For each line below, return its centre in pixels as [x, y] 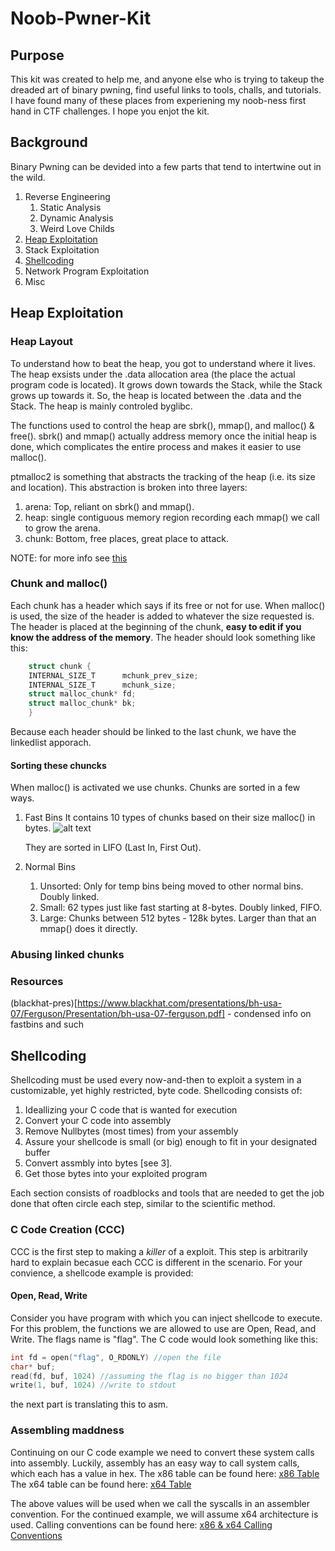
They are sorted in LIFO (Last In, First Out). [113, 848]
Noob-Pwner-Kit [81, 18]
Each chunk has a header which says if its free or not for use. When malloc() [168, 605]
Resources [37, 982]
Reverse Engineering [67, 196]
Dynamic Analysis [76, 218]
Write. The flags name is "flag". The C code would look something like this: [164, 1339]
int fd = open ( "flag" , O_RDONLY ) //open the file [116, 1357]
